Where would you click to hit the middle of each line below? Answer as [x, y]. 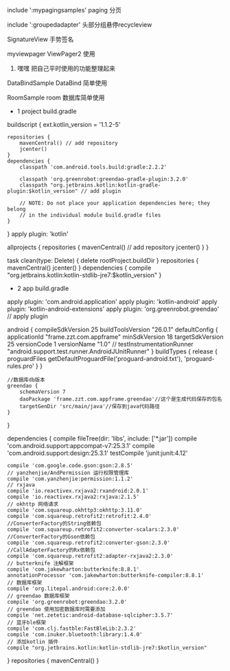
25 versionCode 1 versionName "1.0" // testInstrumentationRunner [100, 344]
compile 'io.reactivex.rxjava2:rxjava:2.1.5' [73, 497]
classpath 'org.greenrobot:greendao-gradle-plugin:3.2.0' [104, 179]
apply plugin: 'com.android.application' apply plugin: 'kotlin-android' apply [112, 302]
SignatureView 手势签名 [41, 39]
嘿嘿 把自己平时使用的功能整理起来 [66, 68]
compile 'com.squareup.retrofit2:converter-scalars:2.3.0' [93, 530]
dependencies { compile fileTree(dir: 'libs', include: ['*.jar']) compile [102, 438]
